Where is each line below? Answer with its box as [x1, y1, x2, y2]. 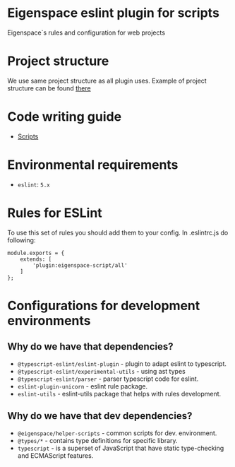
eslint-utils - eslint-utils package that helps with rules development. [17, 389, 222, 398]
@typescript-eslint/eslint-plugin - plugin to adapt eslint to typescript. [17, 359, 227, 368]
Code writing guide [7, 109, 122, 125]
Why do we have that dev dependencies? [7, 410, 193, 422]
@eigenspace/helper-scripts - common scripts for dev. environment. [17, 429, 217, 437]
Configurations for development [7, 297, 200, 314]
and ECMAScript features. [17, 451, 94, 460]
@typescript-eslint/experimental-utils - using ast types [17, 367, 186, 375]
